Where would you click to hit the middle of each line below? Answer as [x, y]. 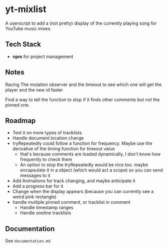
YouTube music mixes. [28, 28]
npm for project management [43, 56]
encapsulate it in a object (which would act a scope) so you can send [91, 170]
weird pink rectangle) [34, 197]
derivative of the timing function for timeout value [64, 149]
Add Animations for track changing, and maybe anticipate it [74, 181]
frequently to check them [46, 159]
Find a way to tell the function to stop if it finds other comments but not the [82, 100]
